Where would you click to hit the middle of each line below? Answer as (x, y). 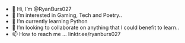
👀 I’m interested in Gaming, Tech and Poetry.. (67, 15)
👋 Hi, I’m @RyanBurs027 (42, 9)
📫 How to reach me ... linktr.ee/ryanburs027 (66, 34)
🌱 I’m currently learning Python (50, 21)
